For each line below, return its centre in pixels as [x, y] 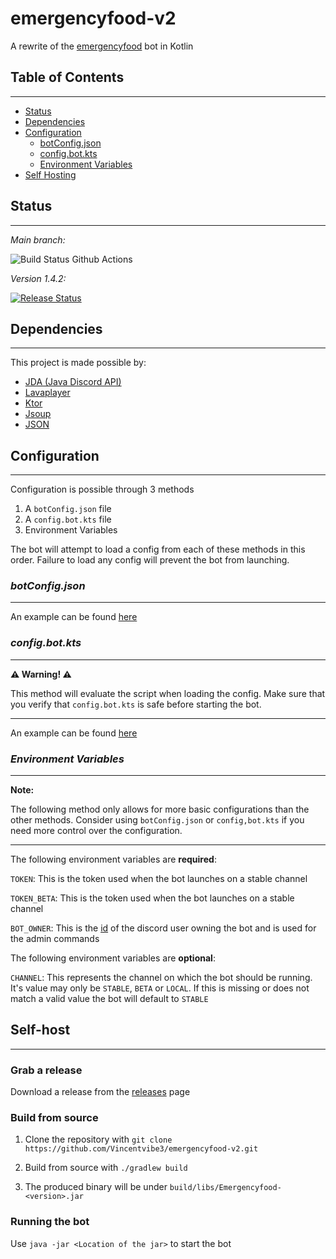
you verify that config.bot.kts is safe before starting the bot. [136, 704]
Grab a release [46, 1070]
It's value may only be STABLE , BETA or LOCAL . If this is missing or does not [160, 988]
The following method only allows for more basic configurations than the [160, 809]
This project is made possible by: [78, 363]
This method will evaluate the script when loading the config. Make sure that [168, 693]
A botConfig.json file [68, 509]
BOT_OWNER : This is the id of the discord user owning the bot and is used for [163, 928]
